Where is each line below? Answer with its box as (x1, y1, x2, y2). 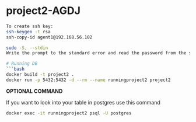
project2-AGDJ (6, 4, 80, 18)
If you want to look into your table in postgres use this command (6, 99, 160, 106)
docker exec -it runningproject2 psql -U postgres (6, 110, 132, 116)
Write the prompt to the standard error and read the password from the (6, 50, 187, 56)
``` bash (6, 66, 25, 72)
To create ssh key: (6, 23, 54, 29)
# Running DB (6, 61, 38, 67)
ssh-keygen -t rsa (6, 29, 51, 34)
